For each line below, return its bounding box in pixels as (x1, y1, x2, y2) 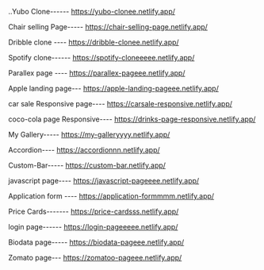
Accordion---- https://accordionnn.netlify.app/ (8, 145, 160, 154)
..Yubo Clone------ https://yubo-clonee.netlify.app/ (8, 7, 176, 16)
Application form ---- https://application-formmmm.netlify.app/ (8, 191, 215, 201)
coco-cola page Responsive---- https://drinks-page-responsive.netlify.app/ (8, 114, 256, 124)
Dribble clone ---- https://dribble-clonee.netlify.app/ (8, 37, 180, 47)
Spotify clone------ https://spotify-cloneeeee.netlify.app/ (8, 53, 195, 62)
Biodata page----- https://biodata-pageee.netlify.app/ (8, 237, 185, 247)
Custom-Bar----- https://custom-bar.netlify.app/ (8, 160, 166, 170)
